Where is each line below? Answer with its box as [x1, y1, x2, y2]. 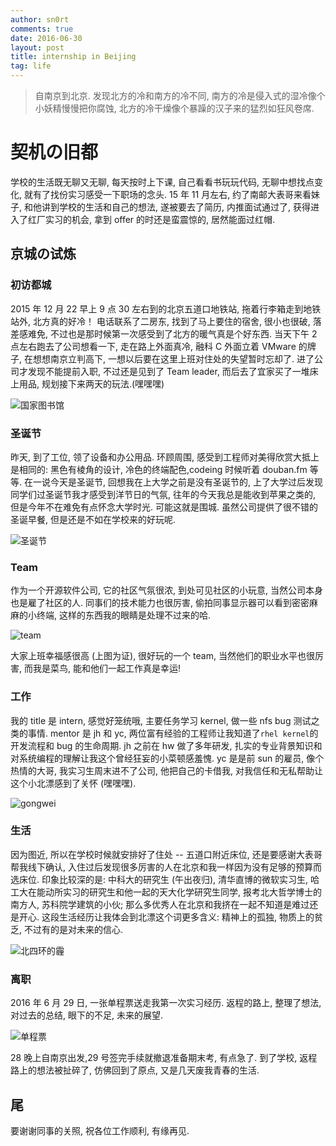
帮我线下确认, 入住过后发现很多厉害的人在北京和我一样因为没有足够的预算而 [10, 861, 322, 873]
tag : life [10, 61, 52, 71]
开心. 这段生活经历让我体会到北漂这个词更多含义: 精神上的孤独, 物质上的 [18, 911, 315, 923]
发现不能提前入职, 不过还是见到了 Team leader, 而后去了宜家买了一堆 [27, 365, 310, 377]
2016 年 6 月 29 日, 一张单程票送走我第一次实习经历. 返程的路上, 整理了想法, [10, 997, 322, 1009]
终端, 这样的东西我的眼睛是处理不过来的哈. [36, 609, 212, 621]
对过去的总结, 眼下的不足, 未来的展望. [10, 1009, 163, 1021]
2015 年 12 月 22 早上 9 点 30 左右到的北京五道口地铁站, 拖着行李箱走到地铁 [10, 302, 322, 315]
